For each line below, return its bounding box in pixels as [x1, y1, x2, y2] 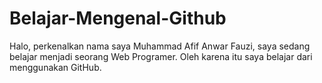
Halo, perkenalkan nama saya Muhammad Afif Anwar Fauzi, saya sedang [9, 40, 311, 52]
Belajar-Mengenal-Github [9, 7, 227, 30]
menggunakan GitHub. [9, 61, 102, 73]
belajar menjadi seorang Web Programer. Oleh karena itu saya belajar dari [9, 50, 313, 62]
